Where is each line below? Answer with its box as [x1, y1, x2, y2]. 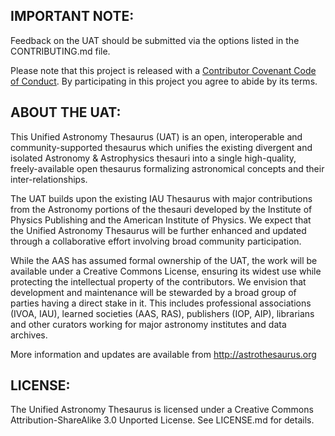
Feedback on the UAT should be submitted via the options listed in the [10, 34, 300, 46]
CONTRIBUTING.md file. [10, 45, 111, 57]
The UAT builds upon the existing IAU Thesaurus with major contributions [10, 192, 313, 204]
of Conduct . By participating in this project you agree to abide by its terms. [10, 75, 318, 87]
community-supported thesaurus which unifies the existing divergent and [10, 141, 313, 153]
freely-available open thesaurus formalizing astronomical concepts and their [10, 162, 325, 174]
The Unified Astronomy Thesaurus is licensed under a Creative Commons [10, 404, 314, 416]
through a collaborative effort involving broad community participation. [10, 235, 302, 247]
